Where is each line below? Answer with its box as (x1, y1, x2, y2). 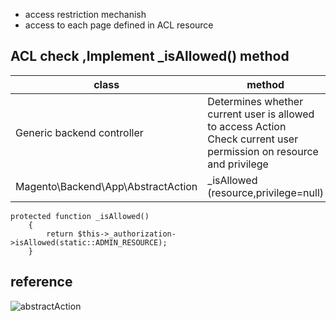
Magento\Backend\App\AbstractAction (15, 179, 198, 193)
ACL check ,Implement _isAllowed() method (10, 48, 290, 65)
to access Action (207, 119, 287, 133)
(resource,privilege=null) (207, 185, 325, 199)
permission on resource (207, 144, 319, 158)
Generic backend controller (15, 125, 144, 139)
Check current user (207, 132, 299, 146)
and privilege (207, 157, 269, 171)
